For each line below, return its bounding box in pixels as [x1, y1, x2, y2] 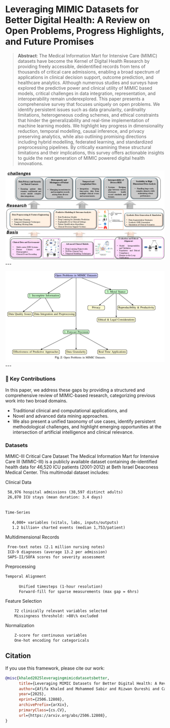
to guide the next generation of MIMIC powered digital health [17, 155, 145, 161]
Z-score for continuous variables [14, 633, 87, 638]
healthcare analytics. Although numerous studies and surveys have [17, 80, 158, 86]
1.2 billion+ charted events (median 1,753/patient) [12, 525, 125, 530]
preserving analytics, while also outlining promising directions [17, 133, 147, 139]
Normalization [5, 622, 34, 628]
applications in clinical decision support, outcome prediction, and [17, 74, 154, 80]
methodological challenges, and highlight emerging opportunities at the [12, 423, 162, 429]
